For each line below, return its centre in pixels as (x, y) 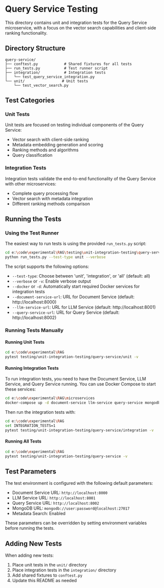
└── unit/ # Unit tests (47, 81)
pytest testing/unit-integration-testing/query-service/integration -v (79, 430)
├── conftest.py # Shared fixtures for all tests (69, 64)
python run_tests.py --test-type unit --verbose (55, 257)
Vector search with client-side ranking (51, 140)
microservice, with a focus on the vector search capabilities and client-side (81, 27)
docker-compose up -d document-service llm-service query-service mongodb (83, 403)
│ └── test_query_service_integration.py (50, 77)
